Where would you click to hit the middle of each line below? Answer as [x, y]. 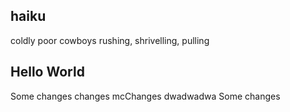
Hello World [47, 72]
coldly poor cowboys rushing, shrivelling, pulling [110, 40]
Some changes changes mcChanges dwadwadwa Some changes [145, 96]
